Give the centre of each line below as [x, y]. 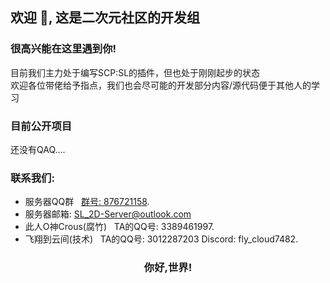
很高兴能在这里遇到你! [63, 49]
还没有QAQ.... [38, 149]
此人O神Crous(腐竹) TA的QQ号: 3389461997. [119, 227]
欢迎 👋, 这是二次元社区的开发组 [105, 18]
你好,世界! [168, 268]
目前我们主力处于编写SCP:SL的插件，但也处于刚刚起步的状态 [135, 72]
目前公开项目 [41, 126]
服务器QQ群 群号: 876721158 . [87, 202]
